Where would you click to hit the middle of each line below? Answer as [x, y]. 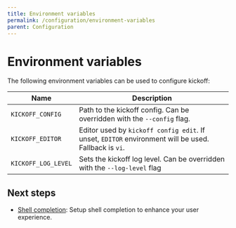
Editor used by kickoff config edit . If [142, 130]
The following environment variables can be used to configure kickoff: [109, 81]
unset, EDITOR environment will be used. [144, 139]
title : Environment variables [52, 14]
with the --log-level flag [120, 168]
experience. [35, 217]
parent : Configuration [40, 27]
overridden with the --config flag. [135, 119]
